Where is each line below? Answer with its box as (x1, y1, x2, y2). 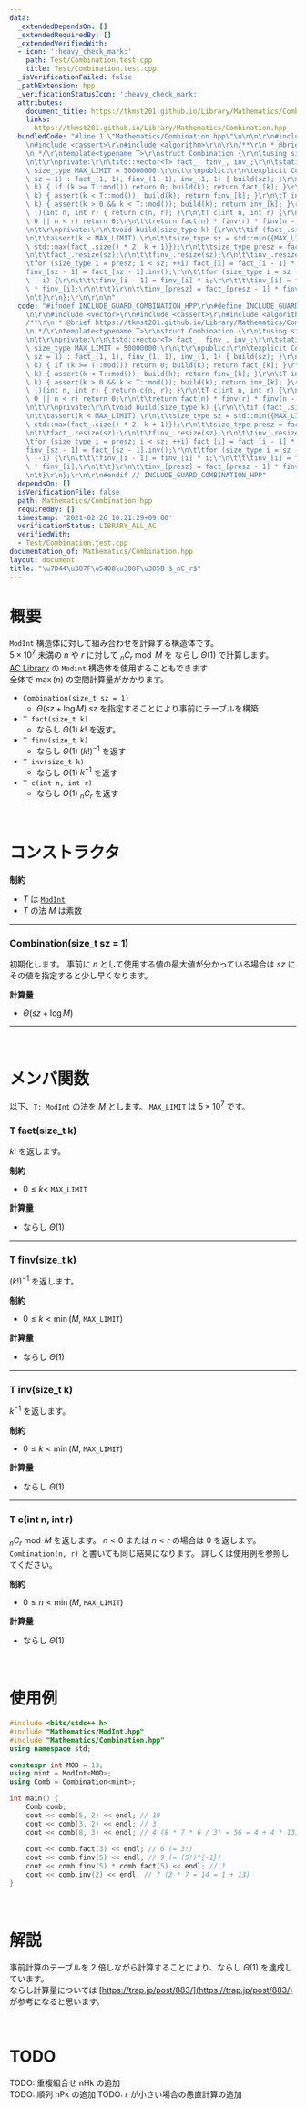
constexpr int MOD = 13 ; (9, 1760, 104, 1770)
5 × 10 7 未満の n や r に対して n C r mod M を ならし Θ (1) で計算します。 (9, 648, 274, 662)
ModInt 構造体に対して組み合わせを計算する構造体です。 (9, 638, 219, 649)
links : (25, 115, 51, 124)
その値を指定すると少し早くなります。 (9, 970, 153, 981)
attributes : (17, 97, 64, 107)
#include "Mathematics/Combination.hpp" (9, 1735, 166, 1745)
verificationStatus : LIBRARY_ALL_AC (17, 521, 157, 531)
